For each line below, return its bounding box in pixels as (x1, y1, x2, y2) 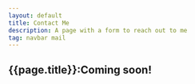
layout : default (8, 11, 62, 20)
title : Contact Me (8, 19, 70, 27)
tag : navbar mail (8, 33, 66, 42)
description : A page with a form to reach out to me (8, 26, 188, 34)
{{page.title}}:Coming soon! (8, 63, 152, 76)
